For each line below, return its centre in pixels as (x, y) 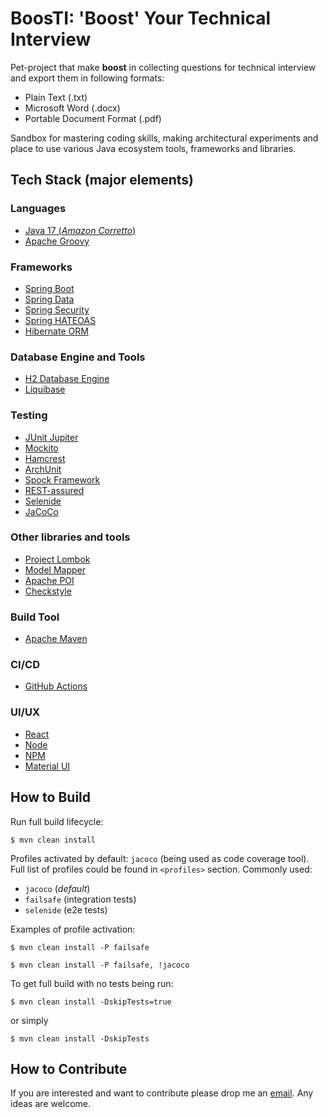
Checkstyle (48, 591)
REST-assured (54, 490)
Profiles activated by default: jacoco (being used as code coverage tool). (160, 858)
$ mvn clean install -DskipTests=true (91, 1002)
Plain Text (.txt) (56, 97)
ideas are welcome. (51, 1104)
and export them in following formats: (87, 78)
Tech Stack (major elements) (102, 180)
